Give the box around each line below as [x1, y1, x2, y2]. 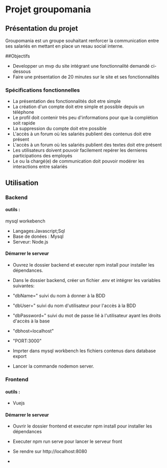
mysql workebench [5, 218, 46, 224]
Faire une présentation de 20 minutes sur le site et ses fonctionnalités [12, 74, 159, 80]
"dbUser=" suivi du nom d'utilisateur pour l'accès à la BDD [12, 302, 136, 309]
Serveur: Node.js [12, 238, 49, 245]
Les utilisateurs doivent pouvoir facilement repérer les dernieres [12, 147, 148, 153]
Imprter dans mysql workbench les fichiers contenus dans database [12, 348, 156, 354]
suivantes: [12, 283, 35, 289]
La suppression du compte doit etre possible [12, 126, 107, 132]
